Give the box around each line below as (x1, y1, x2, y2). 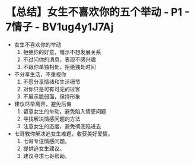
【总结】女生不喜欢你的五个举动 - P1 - (5, 5, 190, 19)
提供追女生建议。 (23, 145, 65, 152)
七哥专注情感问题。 (23, 137, 71, 144)
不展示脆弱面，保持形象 (23, 93, 81, 100)
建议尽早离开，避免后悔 (14, 100, 72, 107)
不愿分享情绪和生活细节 (23, 78, 81, 85)
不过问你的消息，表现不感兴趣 (23, 56, 96, 63)
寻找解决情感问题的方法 (23, 115, 81, 122)
